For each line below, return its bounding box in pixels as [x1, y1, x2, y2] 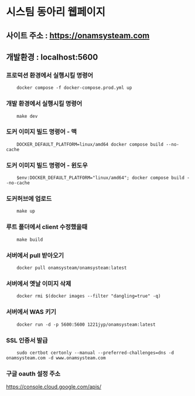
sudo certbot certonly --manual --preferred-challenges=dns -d [16, 350, 175, 356]
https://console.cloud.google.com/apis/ [6, 383, 101, 390]
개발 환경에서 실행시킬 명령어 [6, 100, 83, 108]
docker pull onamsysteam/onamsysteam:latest [16, 265, 127, 271]
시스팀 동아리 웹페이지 [6, 5, 105, 19]
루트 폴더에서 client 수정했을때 [6, 223, 88, 231]
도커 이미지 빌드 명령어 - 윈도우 [6, 161, 88, 169]
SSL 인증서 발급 [6, 336, 48, 344]
